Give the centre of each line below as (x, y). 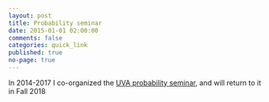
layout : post (30, 16)
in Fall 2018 (27, 91)
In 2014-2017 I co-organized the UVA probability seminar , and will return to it (135, 82)
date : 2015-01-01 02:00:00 (53, 30)
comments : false (35, 38)
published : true (35, 53)
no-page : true (32, 61)
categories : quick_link (48, 45)
